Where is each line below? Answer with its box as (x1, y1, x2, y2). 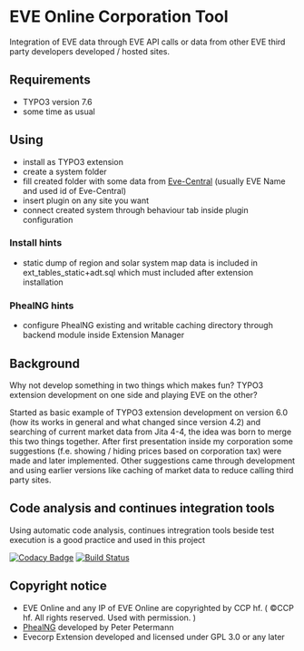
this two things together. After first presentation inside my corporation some (9, 435, 293, 446)
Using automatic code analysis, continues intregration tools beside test (9, 524, 275, 536)
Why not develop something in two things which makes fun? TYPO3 (9, 379, 264, 391)
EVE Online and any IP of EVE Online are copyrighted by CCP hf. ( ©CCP (22, 602, 295, 613)
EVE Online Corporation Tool (9, 6, 229, 27)
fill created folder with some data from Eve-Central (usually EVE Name (22, 175, 286, 187)
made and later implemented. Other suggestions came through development (9, 455, 296, 466)
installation (22, 277, 64, 287)
